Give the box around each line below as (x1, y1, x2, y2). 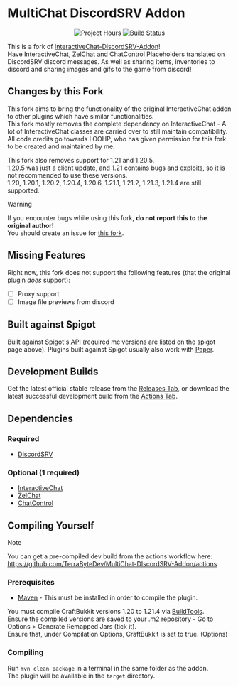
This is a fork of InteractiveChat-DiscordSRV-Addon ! (7, 42, 161, 50)
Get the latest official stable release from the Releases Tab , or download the (7, 384, 229, 393)
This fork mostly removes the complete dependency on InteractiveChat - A (7, 119, 227, 128)
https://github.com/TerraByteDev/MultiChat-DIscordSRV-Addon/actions (7, 560, 217, 568)
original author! (7, 221, 55, 229)
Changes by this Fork (7, 85, 104, 97)
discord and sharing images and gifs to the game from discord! (7, 65, 192, 73)
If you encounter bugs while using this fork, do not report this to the (7, 213, 207, 222)
